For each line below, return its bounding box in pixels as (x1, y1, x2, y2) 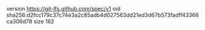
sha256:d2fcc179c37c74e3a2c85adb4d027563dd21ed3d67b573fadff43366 (6, 11, 199, 19)
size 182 (33, 18, 55, 25)
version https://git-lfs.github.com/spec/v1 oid (6, 5, 121, 12)
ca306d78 (6, 18, 33, 25)
